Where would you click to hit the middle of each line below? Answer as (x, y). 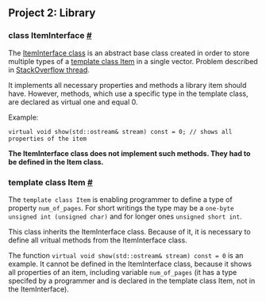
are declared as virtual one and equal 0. (73, 101)
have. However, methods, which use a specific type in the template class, (128, 93)
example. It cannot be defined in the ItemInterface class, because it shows (130, 264)
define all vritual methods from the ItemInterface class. (98, 240)
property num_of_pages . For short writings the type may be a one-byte (121, 208)
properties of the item (48, 139)
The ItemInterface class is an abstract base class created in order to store (129, 53)
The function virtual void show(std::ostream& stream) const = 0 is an (126, 255)
